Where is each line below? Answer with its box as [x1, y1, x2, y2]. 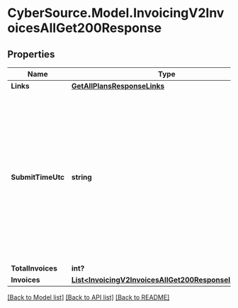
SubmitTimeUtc [11, 172, 65, 182]
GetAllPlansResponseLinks [71, 81, 165, 91]
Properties [7, 48, 55, 60]
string [71, 172, 92, 182]
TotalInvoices [11, 263, 58, 273]
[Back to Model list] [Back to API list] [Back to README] [7, 293, 170, 302]
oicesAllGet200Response [7, 20, 162, 36]
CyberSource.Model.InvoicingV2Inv [7, 5, 225, 21]
